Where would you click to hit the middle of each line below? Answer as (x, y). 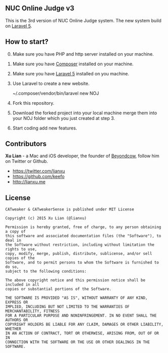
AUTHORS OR (17, 320)
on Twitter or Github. (27, 161)
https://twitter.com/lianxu (39, 171)
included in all (22, 285)
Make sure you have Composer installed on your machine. (73, 64)
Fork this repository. (33, 103)
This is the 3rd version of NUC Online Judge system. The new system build (83, 20)
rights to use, (21, 249)
